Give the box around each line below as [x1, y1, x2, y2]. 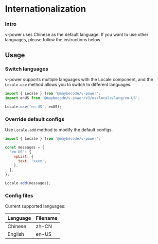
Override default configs [5, 115, 65, 122]
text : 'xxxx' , [18, 159, 47, 163]
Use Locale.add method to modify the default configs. [5, 127, 113, 133]
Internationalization [5, 3, 86, 15]
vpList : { [14, 154, 34, 159]
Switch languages [5, 65, 49, 72]
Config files [5, 192, 34, 199]
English [7, 231, 24, 238]
